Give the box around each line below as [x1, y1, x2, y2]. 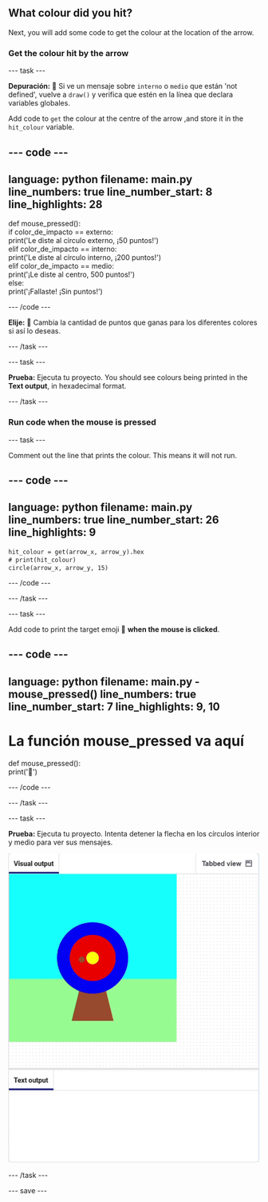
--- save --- [8, 1185, 48, 1195]
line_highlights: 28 [8, 198, 103, 211]
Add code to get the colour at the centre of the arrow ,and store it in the [8, 114, 244, 123]
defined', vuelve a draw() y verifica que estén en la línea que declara [8, 90, 234, 99]
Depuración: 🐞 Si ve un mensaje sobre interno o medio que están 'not [8, 82, 238, 91]
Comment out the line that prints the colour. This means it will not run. [8, 450, 238, 460]
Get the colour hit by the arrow [8, 47, 129, 58]
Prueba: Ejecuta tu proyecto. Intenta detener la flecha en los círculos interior [8, 829, 260, 838]
